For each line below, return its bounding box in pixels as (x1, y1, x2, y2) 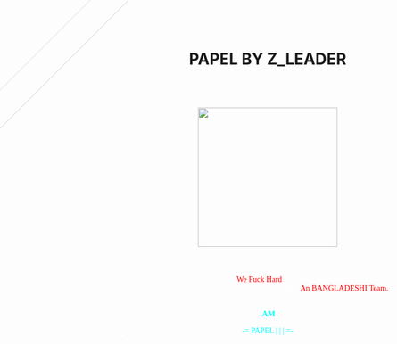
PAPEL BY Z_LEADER (188, 49, 347, 70)
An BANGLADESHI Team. (300, 283, 389, 293)
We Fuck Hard (236, 274, 283, 284)
